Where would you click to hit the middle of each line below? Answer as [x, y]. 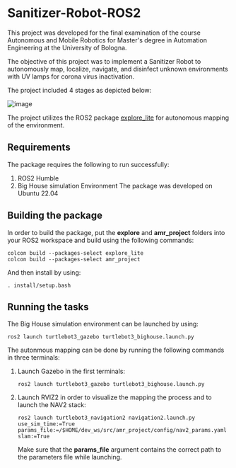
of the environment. [36, 125]
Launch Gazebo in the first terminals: [71, 371]
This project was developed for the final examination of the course [104, 33]
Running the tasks [48, 307]
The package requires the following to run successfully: [88, 164]
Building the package [55, 216]
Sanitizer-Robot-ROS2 [74, 13]
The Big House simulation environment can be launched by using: [103, 324]
